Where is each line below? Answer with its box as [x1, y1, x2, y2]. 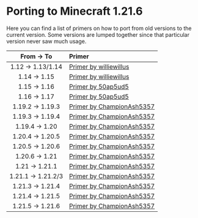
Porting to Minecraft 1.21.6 [6, 4, 143, 18]
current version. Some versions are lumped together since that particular [6, 31, 189, 38]
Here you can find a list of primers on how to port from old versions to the [6, 24, 192, 32]
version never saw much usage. [6, 37, 87, 45]
